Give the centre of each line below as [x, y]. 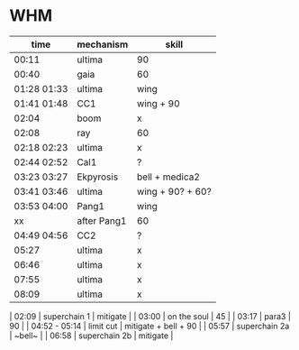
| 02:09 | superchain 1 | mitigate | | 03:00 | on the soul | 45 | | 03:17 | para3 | [150, 316]
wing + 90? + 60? [174, 191]
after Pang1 [101, 220]
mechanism [102, 44]
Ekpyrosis [97, 177]
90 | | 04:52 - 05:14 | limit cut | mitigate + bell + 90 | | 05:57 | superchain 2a [149, 326]
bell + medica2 [168, 177]
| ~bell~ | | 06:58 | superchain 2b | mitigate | [91, 336]
